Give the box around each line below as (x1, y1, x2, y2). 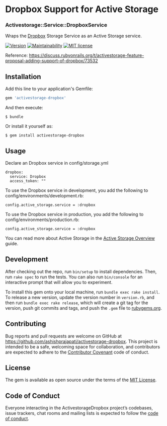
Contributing (5, 320, 46, 328)
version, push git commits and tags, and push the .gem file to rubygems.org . (5, 305, 162, 311)
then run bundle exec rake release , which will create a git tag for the (5, 300, 148, 306)
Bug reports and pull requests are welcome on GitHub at (5, 333, 122, 339)
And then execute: (5, 105, 43, 111)
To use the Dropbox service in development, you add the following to (5, 187, 148, 193)
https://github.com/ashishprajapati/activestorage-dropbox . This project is (5, 338, 157, 344)
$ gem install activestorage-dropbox (5, 133, 85, 138)
